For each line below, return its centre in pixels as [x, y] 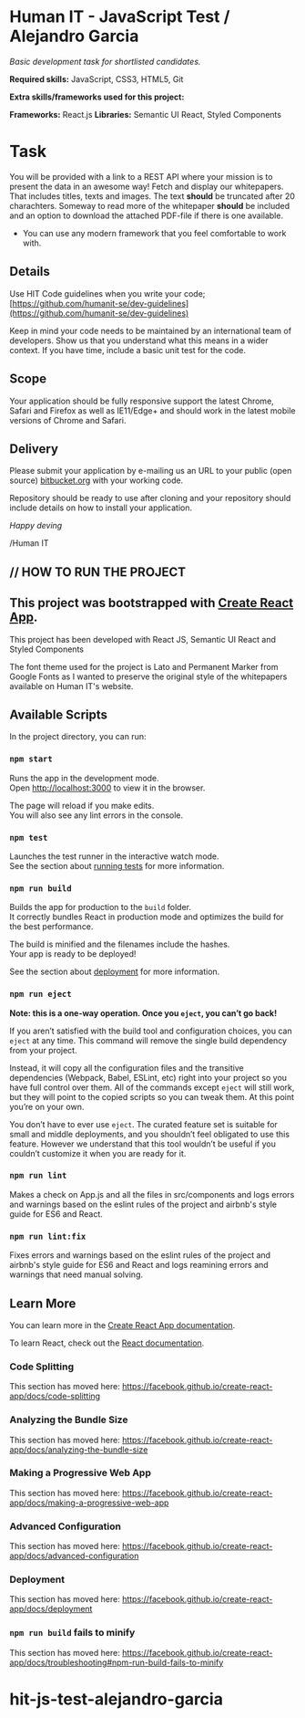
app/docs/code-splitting [55, 1396]
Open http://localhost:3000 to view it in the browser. [107, 788]
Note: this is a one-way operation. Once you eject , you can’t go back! [143, 1013]
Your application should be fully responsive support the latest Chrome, [142, 401]
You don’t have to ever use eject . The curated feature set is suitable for [143, 1124]
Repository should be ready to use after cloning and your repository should [150, 498]
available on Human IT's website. [71, 686]
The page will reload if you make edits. [82, 805]
